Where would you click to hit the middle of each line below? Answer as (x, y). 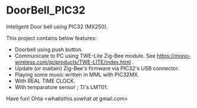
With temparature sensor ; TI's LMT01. (61, 87)
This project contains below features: (51, 38)
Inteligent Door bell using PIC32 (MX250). (57, 27)
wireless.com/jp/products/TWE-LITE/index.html (73, 62)
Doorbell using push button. (49, 49)
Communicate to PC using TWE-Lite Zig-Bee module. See (85, 55)
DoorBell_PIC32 (46, 10)
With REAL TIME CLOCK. (45, 81)
